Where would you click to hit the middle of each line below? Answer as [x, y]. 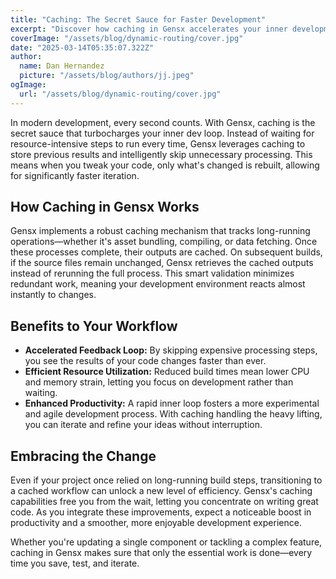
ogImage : [28, 85]
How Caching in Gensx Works [105, 207]
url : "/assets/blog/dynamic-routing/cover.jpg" [120, 94]
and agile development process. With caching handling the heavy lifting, [173, 414]
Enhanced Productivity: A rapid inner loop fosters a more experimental [172, 403]
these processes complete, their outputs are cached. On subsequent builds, [166, 252]
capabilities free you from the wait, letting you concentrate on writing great [164, 502]
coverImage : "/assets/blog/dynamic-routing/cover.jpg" [127, 38]
